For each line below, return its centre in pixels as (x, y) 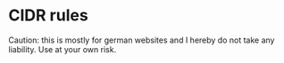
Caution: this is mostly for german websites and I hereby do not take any (142, 40)
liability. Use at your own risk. (63, 49)
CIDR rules (48, 16)
